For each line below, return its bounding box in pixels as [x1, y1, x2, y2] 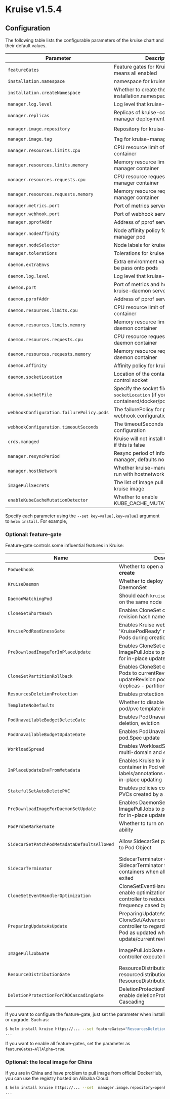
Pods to [118, 670, 138, 677]
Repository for [113, 125, 148, 132]
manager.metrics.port [8, 203, 60, 209]
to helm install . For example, [5, 518, 67, 524]
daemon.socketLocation [8, 374, 62, 380]
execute [143, 953, 162, 960]
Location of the [113, 371, 150, 377]
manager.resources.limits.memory [8, 162, 89, 168]
